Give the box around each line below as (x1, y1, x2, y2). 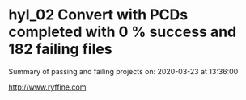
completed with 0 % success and (8, 23, 237, 41)
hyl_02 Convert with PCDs (8, 6, 189, 24)
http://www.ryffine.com (8, 82, 87, 92)
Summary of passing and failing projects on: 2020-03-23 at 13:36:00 (8, 66, 239, 76)
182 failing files (8, 40, 112, 58)
